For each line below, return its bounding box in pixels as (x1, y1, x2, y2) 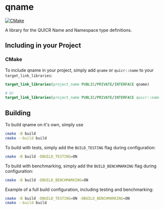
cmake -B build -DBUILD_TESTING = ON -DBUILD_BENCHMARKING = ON (5, 196, 130, 201)
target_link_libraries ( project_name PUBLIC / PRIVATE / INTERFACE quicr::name (5, 95, 161, 100)
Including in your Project (5, 41, 82, 50)
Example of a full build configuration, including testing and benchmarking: (5, 186, 154, 192)
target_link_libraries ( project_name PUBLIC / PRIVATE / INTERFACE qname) (5, 82, 150, 87)
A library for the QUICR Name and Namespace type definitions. (5, 27, 132, 33)
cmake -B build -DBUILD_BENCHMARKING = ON (5, 178, 89, 183)
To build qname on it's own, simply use (5, 122, 84, 128)
